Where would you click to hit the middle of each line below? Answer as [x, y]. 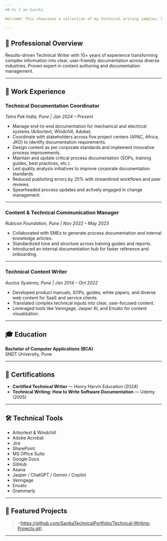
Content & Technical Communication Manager [62, 212]
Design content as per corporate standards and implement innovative [83, 147]
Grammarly [24, 491]
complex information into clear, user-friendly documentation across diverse [83, 61]
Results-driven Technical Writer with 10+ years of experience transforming [82, 55]
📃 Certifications [30, 374]
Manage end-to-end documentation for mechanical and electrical [79, 126]
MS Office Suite [28, 454]
